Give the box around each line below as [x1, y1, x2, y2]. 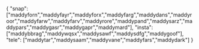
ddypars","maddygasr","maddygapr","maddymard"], [6, 24, 134, 31]
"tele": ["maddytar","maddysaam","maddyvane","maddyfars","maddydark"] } [6, 37, 194, 43]
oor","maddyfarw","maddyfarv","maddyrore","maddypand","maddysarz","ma [6, 18, 193, 24]
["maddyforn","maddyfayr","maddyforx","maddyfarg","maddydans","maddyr [6, 11, 192, 18]
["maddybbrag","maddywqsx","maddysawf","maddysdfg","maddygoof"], [6, 30, 184, 37]
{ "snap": [6, 5, 29, 12]
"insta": [134, 24, 153, 31]
